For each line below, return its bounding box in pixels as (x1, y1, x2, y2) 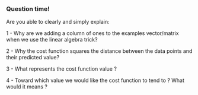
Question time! (6, 5, 50, 13)
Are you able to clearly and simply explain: (6, 18, 110, 26)
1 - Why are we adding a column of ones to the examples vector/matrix (6, 30, 179, 37)
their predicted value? (6, 54, 60, 61)
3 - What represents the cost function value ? (6, 65, 117, 72)
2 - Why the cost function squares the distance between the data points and (6, 47, 193, 55)
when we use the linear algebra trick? (6, 36, 98, 43)
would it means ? (6, 83, 47, 90)
